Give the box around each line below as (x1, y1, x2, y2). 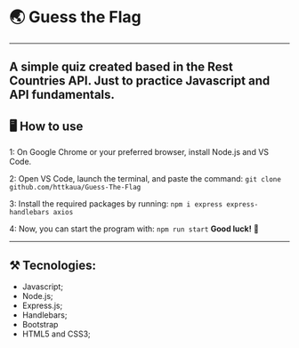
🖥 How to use (9, 118, 84, 134)
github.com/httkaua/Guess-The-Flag (9, 183, 141, 192)
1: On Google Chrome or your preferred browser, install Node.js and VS (9, 147, 270, 158)
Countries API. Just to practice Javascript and (9, 73, 271, 89)
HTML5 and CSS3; (21, 328, 91, 339)
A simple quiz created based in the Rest (9, 60, 233, 75)
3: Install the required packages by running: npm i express (9, 198, 223, 209)
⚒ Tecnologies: (9, 257, 96, 272)
